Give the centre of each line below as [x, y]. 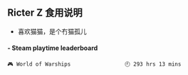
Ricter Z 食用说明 [45, 13]
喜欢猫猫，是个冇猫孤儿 [52, 31]
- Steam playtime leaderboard [53, 48]
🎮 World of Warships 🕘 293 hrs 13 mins [94, 64]
